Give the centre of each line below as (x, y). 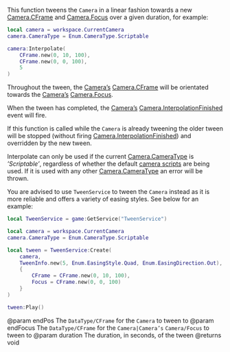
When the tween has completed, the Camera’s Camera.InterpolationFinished (115, 108)
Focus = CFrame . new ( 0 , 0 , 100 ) (77, 282)
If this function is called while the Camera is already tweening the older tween (115, 129)
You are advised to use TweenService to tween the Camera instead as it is (108, 192)
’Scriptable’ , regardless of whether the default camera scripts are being (108, 164)
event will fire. (27, 115)
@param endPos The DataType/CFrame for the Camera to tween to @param (111, 320)
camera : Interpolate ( (37, 48)
